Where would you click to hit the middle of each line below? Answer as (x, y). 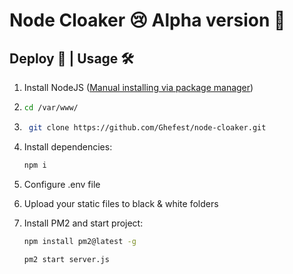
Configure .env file (62, 184)
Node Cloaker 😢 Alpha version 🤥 (147, 20)
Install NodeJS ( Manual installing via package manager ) (138, 87)
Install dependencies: (68, 146)
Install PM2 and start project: (83, 223)
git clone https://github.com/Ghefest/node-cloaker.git (147, 127)
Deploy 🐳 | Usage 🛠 (71, 58)
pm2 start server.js (66, 259)
